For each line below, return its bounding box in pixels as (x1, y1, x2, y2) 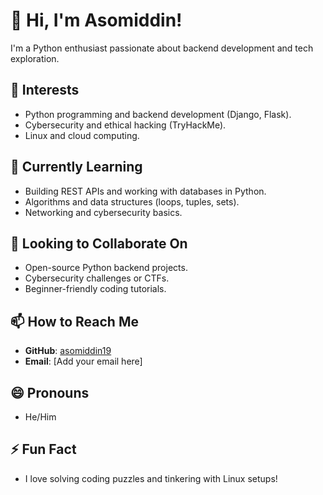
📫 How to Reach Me (10, 313, 139, 330)
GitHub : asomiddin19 (24, 345, 112, 357)
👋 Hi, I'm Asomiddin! (10, 9, 183, 32)
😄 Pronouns (10, 384, 90, 401)
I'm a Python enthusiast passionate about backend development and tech (10, 42, 314, 54)
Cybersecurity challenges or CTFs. (24, 272, 170, 284)
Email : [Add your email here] (24, 355, 143, 368)
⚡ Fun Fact (10, 441, 77, 458)
